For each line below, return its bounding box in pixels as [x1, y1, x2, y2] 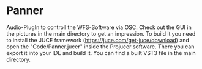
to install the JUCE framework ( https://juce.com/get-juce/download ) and [6, 36, 190, 44]
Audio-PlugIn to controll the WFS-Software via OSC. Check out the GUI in [6, 24, 192, 31]
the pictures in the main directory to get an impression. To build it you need [6, 30, 196, 37]
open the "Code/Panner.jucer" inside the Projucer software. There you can [6, 43, 195, 50]
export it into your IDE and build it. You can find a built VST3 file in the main [6, 49, 196, 56]
